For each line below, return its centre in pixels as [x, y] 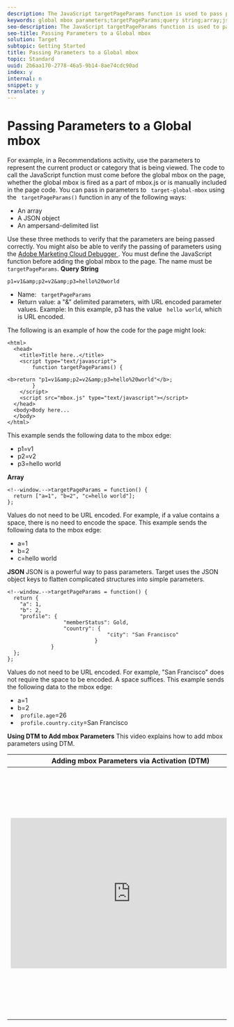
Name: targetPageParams [54, 294]
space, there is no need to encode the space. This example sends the [107, 523]
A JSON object [39, 218]
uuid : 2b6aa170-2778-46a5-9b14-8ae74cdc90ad [73, 66]
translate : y [26, 91]
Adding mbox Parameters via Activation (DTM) [131, 761]
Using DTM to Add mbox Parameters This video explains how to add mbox [115, 736]
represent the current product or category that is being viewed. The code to [116, 167]
